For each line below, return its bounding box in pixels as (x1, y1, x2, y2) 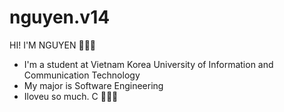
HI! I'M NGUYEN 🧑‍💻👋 (9, 39, 97, 51)
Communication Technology (23, 69, 141, 81)
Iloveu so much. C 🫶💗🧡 (23, 90, 119, 102)
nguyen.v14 (9, 6, 111, 29)
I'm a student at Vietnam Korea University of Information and (23, 58, 274, 70)
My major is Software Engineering (23, 79, 164, 91)
